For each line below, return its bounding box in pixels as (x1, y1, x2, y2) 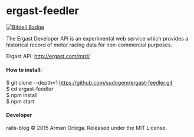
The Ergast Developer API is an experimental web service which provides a (6, 35, 189, 42)
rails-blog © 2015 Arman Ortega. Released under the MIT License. (6, 125, 167, 132)
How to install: (6, 66, 42, 73)
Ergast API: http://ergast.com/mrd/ (6, 52, 90, 59)
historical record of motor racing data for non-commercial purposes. (6, 41, 173, 48)
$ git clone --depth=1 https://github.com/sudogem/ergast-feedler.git (6, 79, 173, 86)
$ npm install (6, 92, 38, 99)
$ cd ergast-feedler (6, 85, 54, 92)
